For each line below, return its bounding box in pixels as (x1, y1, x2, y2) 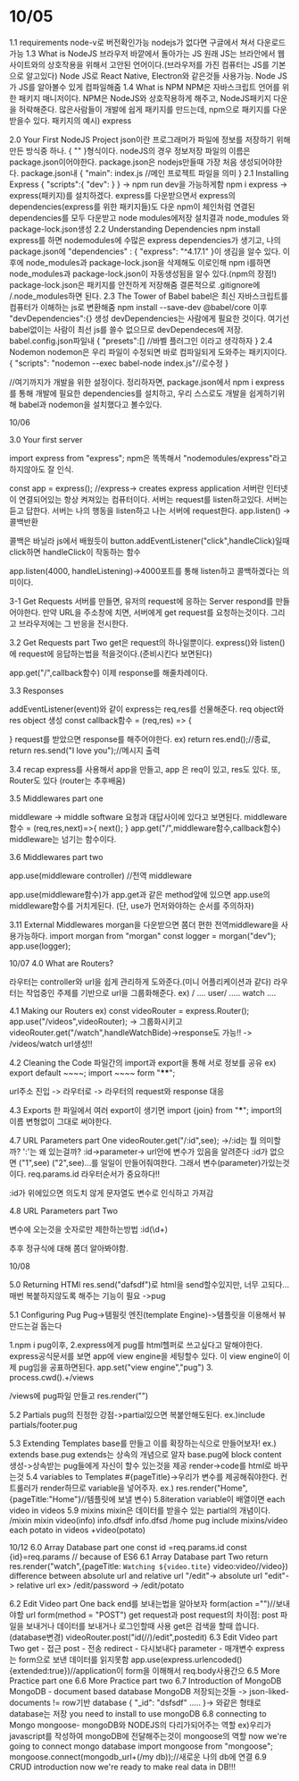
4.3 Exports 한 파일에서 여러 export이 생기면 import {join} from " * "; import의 (9, 1104, 283, 1115)
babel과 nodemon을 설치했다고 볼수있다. (18, 399, 162, 409)
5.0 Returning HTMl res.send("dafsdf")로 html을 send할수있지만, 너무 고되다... (9, 1279, 290, 1289)
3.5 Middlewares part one (9, 793, 104, 804)
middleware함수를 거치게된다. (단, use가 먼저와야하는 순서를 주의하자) (9, 900, 254, 911)
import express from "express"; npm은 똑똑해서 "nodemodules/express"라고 (9, 452, 287, 463)
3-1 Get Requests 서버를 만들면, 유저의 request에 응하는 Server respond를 (9, 595, 274, 606)
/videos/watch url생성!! (9, 1038, 93, 1049)
